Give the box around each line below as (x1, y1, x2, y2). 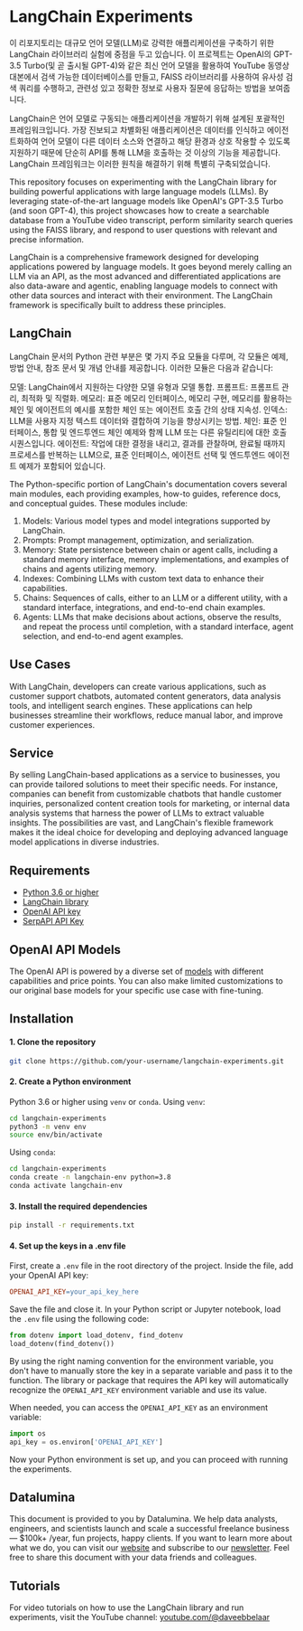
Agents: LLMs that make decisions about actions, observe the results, (22, 611, 282, 622)
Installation (9, 1011, 74, 1027)
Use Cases (9, 657, 71, 673)
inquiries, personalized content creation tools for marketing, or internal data (9, 798, 290, 809)
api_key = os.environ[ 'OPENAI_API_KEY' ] (9, 1438, 164, 1447)
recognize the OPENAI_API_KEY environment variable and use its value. (9, 1384, 268, 1395)
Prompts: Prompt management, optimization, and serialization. (22, 534, 254, 545)
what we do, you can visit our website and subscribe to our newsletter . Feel (9, 1542, 290, 1553)
